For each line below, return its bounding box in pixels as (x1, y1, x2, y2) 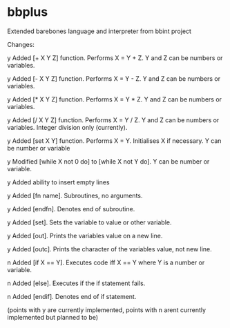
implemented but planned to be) (7, 313, 99, 321)
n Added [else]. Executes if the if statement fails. (7, 279, 146, 287)
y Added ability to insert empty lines (7, 177, 110, 186)
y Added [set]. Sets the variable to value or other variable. (7, 218, 172, 226)
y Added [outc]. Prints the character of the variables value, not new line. (7, 244, 212, 253)
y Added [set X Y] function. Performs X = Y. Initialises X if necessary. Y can (7, 136, 222, 145)
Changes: (7, 40, 35, 48)
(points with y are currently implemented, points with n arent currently (7, 305, 206, 314)
